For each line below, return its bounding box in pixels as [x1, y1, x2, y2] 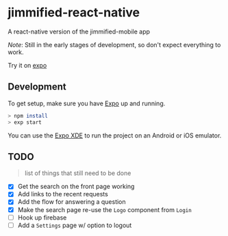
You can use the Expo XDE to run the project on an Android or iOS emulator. [8, 131, 222, 140]
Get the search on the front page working [17, 183, 135, 191]
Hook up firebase [17, 213, 67, 222]
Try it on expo [8, 61, 47, 69]
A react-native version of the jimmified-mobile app [8, 27, 150, 36]
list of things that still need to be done [24, 169, 131, 177]
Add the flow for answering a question [17, 198, 126, 206]
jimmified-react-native [8, 5, 140, 21]
